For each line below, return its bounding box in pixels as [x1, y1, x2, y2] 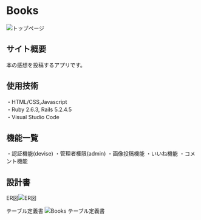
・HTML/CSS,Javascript [6, 98, 67, 105]
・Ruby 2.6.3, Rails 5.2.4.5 [6, 106, 72, 113]
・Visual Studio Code [6, 113, 60, 120]
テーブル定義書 [6, 207, 44, 215]
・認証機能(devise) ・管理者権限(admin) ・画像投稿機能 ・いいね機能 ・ [6, 150, 185, 157]
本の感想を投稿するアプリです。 [6, 61, 86, 69]
